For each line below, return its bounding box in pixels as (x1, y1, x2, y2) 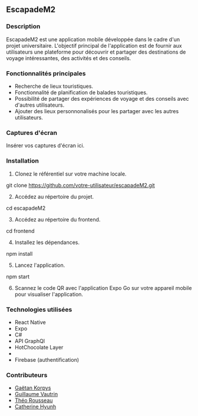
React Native (14, 318, 46, 326)
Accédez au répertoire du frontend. (14, 216, 101, 223)
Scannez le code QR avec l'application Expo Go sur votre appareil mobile (14, 284, 192, 291)
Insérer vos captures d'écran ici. (6, 142, 85, 149)
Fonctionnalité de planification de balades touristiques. (14, 88, 148, 96)
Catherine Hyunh (14, 403, 57, 410)
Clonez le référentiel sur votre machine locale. (14, 170, 127, 177)
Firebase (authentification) (14, 356, 80, 363)
